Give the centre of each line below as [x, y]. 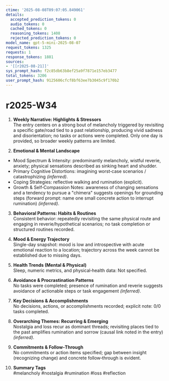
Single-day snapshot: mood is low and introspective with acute [79, 244]
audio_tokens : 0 [27, 24]
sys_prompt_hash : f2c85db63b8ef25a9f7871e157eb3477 [61, 71]
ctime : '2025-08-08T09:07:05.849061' [46, 10]
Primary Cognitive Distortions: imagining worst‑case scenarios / [79, 171]
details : [15, 15]
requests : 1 [18, 52]
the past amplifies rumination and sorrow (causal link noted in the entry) [88, 332]
